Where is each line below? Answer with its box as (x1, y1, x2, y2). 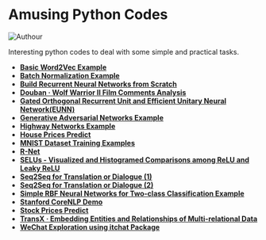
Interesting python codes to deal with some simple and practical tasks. (8, 47, 240, 56)
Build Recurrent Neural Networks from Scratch (19, 79, 177, 89)
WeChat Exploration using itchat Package (19, 222, 160, 231)
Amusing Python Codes (8, 6, 168, 24)
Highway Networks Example (19, 121, 116, 131)
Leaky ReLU (19, 163, 60, 173)
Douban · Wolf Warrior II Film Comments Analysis (19, 87, 187, 97)
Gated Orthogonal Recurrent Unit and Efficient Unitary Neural (19, 96, 227, 105)
